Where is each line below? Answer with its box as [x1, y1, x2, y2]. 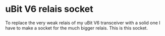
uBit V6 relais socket [5, 3, 93, 15]
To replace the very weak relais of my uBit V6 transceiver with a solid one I [5, 20, 160, 26]
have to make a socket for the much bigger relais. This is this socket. [5, 25, 148, 31]
